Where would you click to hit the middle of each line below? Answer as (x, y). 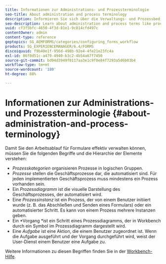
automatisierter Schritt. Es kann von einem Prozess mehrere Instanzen (84, 210)
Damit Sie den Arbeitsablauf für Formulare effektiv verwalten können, (76, 148)
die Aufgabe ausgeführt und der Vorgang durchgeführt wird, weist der (84, 236)
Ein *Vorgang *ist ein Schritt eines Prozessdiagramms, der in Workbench (86, 220)
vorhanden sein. (29, 184)
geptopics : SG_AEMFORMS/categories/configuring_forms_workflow (72, 42)
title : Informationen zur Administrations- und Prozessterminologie (77, 10)
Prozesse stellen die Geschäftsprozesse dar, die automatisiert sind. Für (84, 173)
